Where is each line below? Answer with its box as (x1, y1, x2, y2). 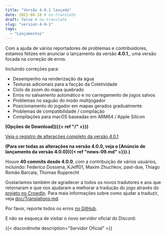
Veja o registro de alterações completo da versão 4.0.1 (5, 134, 119, 139)
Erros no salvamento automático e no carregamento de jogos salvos (12, 92, 156, 98)
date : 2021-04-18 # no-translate (5, 12, 76, 17)
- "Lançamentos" (10, 31, 44, 36)
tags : (5, 27, 17, 32)
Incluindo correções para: (5, 66, 59, 72)
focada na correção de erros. (5, 56, 67, 62)
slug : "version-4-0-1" (5, 21, 53, 27)
